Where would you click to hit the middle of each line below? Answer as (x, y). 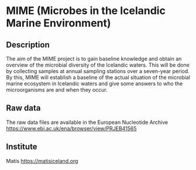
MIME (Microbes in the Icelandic (86, 11)
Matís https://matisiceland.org (42, 161)
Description (28, 45)
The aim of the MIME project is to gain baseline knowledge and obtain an (94, 59)
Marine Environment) (59, 23)
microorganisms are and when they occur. (57, 90)
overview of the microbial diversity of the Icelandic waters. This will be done (98, 65)
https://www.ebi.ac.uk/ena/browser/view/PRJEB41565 (71, 128)
